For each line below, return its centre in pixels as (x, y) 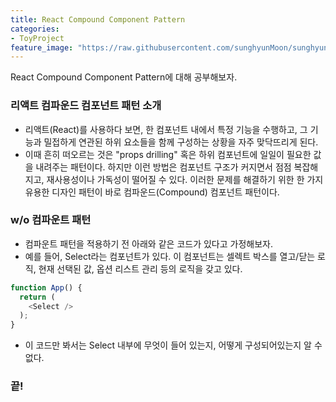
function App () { (46, 287)
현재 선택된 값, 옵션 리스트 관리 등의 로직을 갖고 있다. (140, 268)
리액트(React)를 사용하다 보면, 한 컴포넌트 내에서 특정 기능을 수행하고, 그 (166, 129)
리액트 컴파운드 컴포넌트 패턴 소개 (86, 106)
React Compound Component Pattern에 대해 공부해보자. (124, 77)
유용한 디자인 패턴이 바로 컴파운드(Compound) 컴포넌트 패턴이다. (152, 192)
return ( (37, 297)
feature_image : (42, 47)
